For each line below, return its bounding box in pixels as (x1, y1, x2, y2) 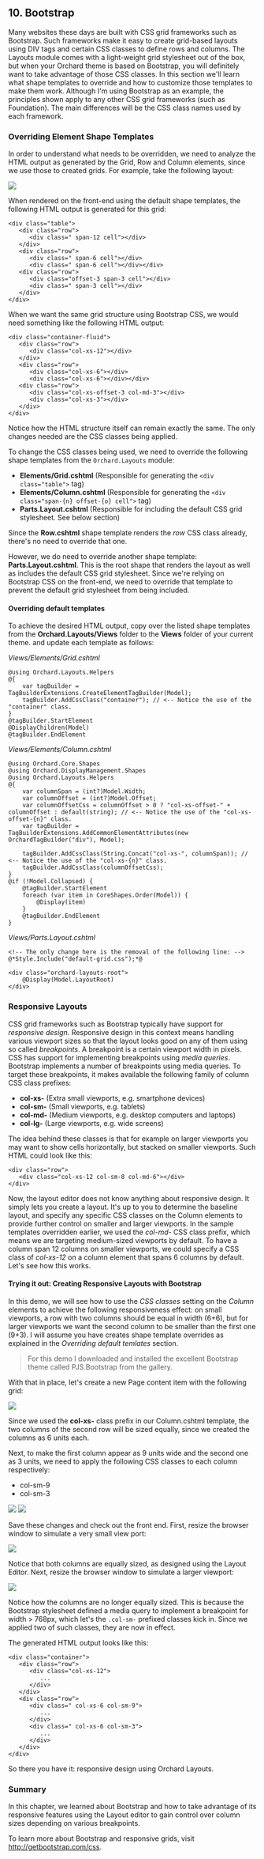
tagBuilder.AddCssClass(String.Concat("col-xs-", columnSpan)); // (22, 850, 248, 858)
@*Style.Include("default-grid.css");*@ (8, 955, 143, 963)
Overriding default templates (8, 603, 105, 613)
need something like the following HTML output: (8, 318, 164, 327)
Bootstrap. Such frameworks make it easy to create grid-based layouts (8, 36, 238, 45)
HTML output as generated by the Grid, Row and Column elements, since (8, 157, 246, 167)
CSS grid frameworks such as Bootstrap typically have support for (8, 1019, 224, 1029)
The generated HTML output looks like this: (8, 1638, 149, 1647)
